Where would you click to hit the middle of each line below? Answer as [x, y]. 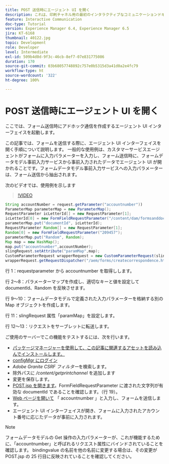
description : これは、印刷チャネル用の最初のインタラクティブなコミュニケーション [81, 15]
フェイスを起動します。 [33, 132]
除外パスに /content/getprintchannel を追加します [64, 373]
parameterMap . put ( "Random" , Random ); [45, 237]
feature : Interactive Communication [44, 19]
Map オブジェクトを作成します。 [39, 305]
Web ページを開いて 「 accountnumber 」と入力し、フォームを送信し [84, 398]
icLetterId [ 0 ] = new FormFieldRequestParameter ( [57, 219]
